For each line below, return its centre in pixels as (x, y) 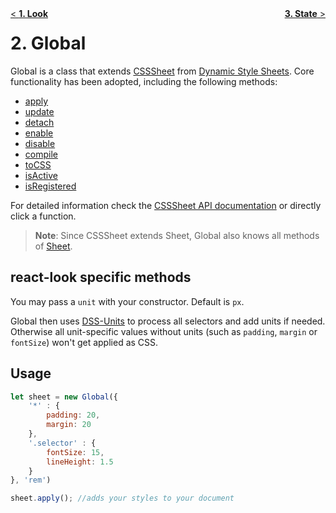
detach (39, 122)
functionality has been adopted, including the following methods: (144, 81)
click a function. (43, 216)
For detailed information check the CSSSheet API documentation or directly (166, 205)
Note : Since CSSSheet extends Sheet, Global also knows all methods (177, 235)
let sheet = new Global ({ (64, 397)
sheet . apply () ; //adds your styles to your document (122, 498)
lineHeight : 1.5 (80, 462)
